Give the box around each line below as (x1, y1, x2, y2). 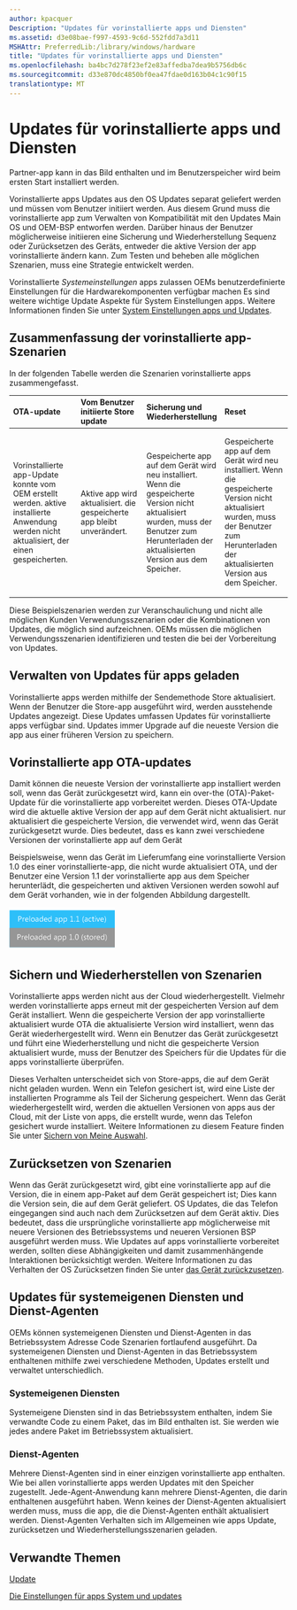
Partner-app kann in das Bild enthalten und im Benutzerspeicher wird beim (9, 166, 281, 177)
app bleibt (80, 516, 118, 527)
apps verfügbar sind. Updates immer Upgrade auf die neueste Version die (9, 720, 279, 731)
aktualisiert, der (12, 535, 70, 546)
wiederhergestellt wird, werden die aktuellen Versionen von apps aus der (9, 1103, 276, 1113)
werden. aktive (12, 497, 67, 508)
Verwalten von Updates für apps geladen (9, 669, 240, 684)
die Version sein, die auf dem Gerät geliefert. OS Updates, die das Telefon (9, 1198, 278, 1209)
